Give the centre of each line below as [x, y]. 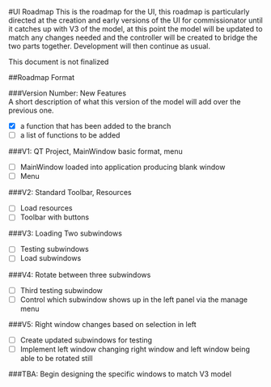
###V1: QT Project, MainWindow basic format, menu [96, 151]
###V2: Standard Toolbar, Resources [70, 193]
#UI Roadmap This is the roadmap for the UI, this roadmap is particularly [129, 12]
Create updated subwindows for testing [86, 340]
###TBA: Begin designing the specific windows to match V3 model [120, 374]
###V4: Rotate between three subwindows [80, 274]
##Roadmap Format [42, 77]
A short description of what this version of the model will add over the [125, 102]
